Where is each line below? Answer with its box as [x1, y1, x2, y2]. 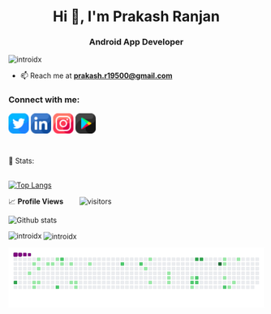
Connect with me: [8, 94, 80, 105]
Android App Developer [88, 37, 184, 48]
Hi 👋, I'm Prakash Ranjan [52, 7, 221, 26]
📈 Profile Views [8, 196, 64, 206]
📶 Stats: [8, 156, 35, 166]
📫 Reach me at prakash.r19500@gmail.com [19, 71, 173, 80]
